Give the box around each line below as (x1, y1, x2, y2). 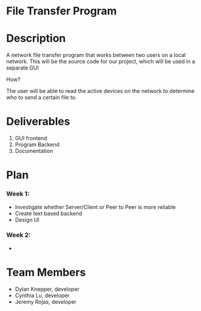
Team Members (6, 265, 86, 279)
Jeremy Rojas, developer (14, 298, 77, 305)
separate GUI (6, 64, 39, 71)
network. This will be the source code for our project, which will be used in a (6, 58, 196, 65)
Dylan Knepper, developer (14, 285, 80, 292)
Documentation (14, 147, 53, 155)
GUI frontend (14, 135, 47, 142)
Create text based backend (14, 210, 83, 217)
